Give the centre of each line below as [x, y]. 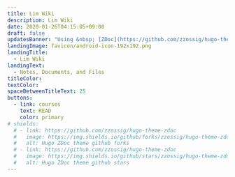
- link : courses [37, 105]
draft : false [26, 33]
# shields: [23, 124]
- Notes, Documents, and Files [59, 72]
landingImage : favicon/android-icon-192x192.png [79, 46]
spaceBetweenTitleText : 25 [47, 91]
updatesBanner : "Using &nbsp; [51, 40]
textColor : [23, 85]
